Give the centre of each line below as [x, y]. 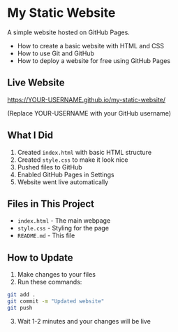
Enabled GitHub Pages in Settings [66, 174]
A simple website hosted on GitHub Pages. [69, 32]
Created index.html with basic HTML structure [84, 152]
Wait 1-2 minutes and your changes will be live [84, 321]
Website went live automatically [63, 182]
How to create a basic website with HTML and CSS [91, 46]
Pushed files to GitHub [50, 167]
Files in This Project [51, 203]
